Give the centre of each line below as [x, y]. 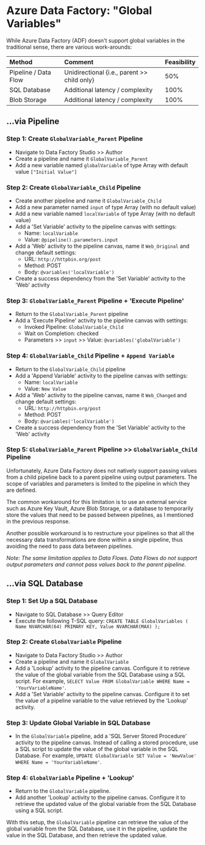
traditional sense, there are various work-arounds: [69, 47]
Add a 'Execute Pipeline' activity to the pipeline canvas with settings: [101, 320]
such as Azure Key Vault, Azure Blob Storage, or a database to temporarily [100, 508]
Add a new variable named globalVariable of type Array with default [101, 165]
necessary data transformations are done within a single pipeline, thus [95, 539]
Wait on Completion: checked [61, 334]
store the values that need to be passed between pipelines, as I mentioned [100, 515]
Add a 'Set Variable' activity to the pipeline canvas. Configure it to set [103, 694]
